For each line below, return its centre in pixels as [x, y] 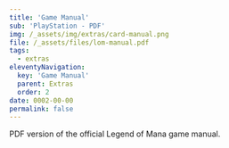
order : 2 [33, 92]
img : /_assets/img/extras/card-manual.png [89, 34]
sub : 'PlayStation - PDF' [57, 26]
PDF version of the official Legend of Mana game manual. [115, 134]
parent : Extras [45, 84]
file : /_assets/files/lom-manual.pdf [79, 42]
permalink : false [41, 109]
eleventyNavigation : [48, 68]
